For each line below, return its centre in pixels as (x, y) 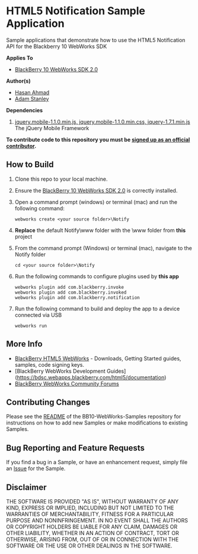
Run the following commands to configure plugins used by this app (97, 276)
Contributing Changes (48, 402)
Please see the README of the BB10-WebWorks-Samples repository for (94, 417)
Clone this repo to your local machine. (61, 179)
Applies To (20, 58)
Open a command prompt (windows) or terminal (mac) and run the (96, 202)
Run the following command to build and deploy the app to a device (97, 309)
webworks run (31, 326)
